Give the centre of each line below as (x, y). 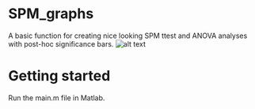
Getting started (59, 76)
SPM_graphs (51, 14)
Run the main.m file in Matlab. (57, 98)
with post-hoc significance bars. (61, 43)
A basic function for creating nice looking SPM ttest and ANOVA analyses (128, 36)
